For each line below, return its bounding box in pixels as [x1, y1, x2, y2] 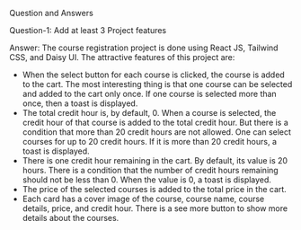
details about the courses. [22, 213, 120, 223]
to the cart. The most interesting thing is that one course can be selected [22, 79, 293, 89]
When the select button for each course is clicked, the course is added [22, 69, 285, 80]
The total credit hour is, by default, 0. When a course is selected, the [22, 108, 277, 118]
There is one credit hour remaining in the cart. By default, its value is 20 [22, 155, 288, 165]
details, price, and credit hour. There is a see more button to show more [22, 203, 288, 214]
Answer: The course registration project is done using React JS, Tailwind [9, 42, 279, 53]
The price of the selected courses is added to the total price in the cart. [22, 184, 288, 194]
